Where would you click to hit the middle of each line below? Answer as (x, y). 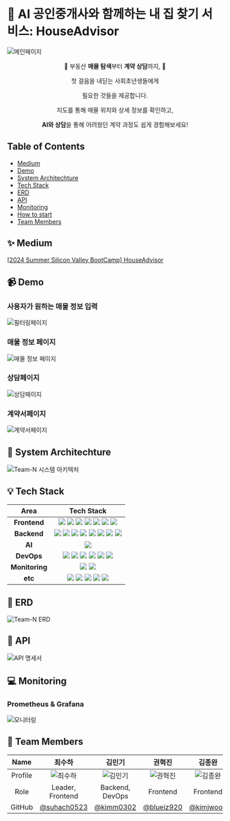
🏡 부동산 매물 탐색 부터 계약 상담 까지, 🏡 (115, 66)
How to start (35, 214)
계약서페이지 (27, 414)
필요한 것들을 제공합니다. (115, 95)
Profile (22, 775)
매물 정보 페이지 (31, 342)
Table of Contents (46, 147)
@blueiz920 (163, 807)
